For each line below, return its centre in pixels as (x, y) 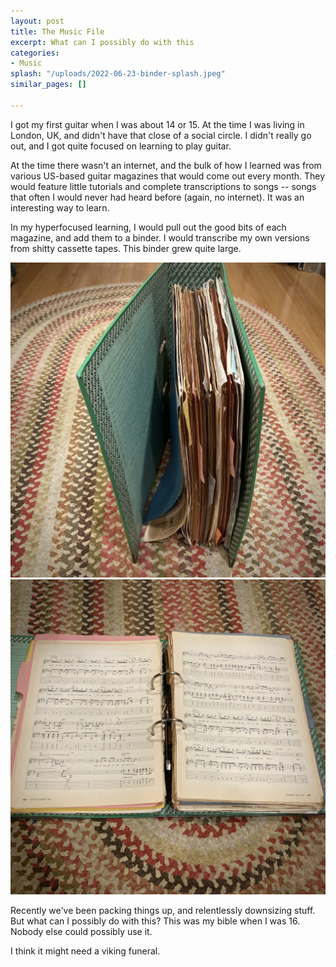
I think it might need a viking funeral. (85, 951)
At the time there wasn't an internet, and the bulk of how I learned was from (166, 165)
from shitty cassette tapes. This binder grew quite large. (126, 248)
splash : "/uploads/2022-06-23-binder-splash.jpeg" (118, 74)
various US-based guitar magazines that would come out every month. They (168, 176)
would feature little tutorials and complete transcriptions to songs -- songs (163, 186)
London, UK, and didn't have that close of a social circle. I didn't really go (161, 135)
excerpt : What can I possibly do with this (102, 42)
